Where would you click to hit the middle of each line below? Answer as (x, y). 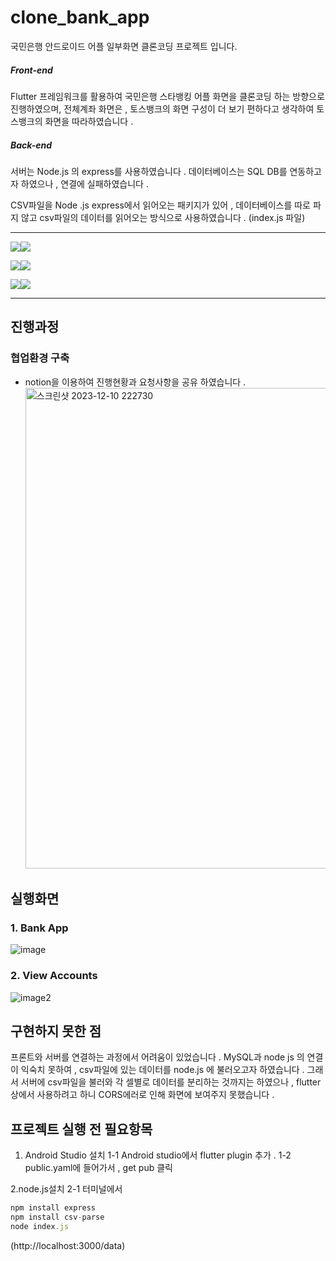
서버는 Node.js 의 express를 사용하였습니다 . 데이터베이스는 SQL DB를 (149, 171)
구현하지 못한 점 (56, 1031)
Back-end (31, 145)
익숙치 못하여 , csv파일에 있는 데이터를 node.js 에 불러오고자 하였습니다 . (162, 1070)
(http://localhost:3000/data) (68, 1245)
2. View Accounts (54, 976)
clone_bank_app (80, 17)
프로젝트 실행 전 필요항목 (81, 1129)
